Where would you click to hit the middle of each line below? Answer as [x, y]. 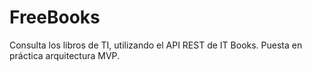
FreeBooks [55, 17]
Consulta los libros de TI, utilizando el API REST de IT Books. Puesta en [156, 45]
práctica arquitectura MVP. [65, 55]
